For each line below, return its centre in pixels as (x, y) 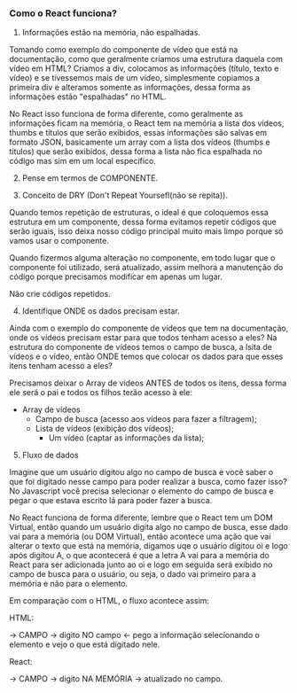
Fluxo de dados (50, 456)
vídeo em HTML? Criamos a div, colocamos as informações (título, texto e (144, 68)
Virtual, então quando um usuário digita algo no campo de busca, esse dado (148, 527)
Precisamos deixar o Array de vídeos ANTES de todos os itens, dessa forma (148, 383)
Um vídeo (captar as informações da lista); (126, 438)
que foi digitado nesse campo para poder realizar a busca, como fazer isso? (148, 482)
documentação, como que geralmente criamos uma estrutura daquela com (146, 59)
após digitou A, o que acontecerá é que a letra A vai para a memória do (140, 556)
